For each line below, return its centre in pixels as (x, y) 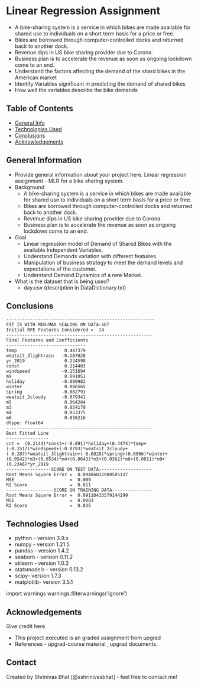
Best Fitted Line (27, 433)
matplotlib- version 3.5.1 (44, 582)
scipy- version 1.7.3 (38, 576)
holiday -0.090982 (46, 382)
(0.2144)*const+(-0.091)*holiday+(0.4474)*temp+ (85, 444)
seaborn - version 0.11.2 (44, 557)
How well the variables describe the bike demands (76, 90)
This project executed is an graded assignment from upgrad (88, 638)
